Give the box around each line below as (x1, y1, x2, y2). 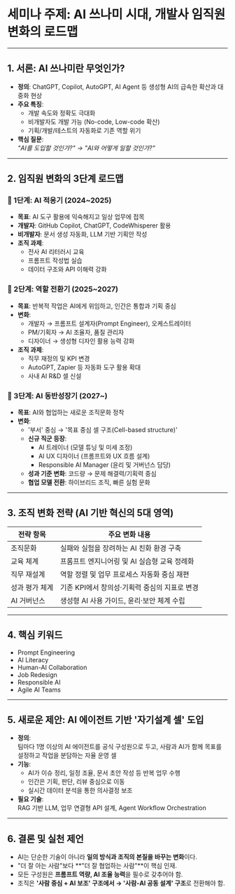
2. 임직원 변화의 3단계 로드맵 (7, 173, 124, 185)
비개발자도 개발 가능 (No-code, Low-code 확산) (27, 117, 160, 126)
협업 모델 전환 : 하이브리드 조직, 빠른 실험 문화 (27, 478, 150, 487)
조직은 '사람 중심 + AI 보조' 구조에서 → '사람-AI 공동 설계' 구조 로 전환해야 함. (17, 879, 225, 888)
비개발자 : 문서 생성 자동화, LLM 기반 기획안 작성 (17, 230, 148, 239)
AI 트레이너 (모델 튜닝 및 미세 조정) (38, 443, 133, 452)
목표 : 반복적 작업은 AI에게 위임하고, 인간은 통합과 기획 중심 (17, 302, 176, 310)
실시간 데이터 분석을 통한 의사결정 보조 (27, 786, 133, 795)
